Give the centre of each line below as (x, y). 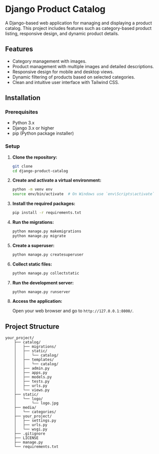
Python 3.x (23, 123)
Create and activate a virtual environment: (57, 181)
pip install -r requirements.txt (47, 213)
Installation (23, 98)
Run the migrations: (33, 222)
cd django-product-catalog (40, 171)
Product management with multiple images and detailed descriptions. (83, 66)
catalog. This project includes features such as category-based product (79, 28)
